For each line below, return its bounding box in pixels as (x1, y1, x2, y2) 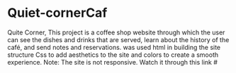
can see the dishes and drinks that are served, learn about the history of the (7, 35, 230, 44)
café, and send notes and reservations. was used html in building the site (7, 43, 221, 51)
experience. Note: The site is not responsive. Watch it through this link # (7, 58, 218, 66)
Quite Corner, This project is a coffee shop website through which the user (7, 28, 225, 36)
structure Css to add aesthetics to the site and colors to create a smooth (7, 51, 218, 59)
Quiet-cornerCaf (7, 5, 108, 21)
